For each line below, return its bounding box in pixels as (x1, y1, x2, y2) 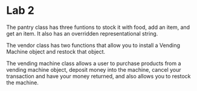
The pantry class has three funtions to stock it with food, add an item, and (6, 24, 190, 31)
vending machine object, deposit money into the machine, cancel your (6, 66, 181, 73)
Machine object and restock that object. (6, 48, 106, 55)
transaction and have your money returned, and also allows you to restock (6, 72, 191, 80)
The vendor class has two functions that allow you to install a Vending (6, 42, 180, 49)
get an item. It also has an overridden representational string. (6, 30, 158, 37)
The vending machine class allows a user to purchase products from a (6, 60, 181, 67)
